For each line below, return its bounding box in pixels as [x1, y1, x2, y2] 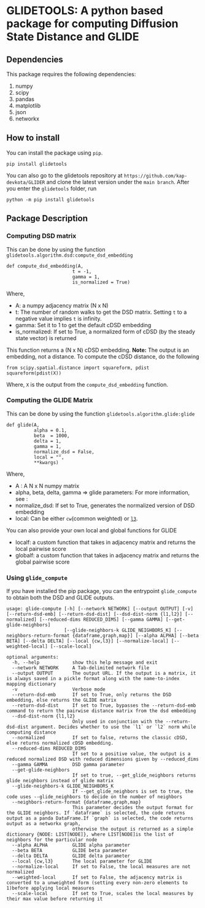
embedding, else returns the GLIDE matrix [6, 697, 117, 704]
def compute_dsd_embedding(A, [6, 263, 84, 269]
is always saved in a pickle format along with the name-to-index [6, 676, 180, 682]
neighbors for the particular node [6, 837, 98, 843]
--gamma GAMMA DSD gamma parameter [12, 762, 125, 768]
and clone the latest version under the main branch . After [46, 178, 190, 185]
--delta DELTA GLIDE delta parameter [12, 853, 131, 859]
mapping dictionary [6, 681, 56, 688]
